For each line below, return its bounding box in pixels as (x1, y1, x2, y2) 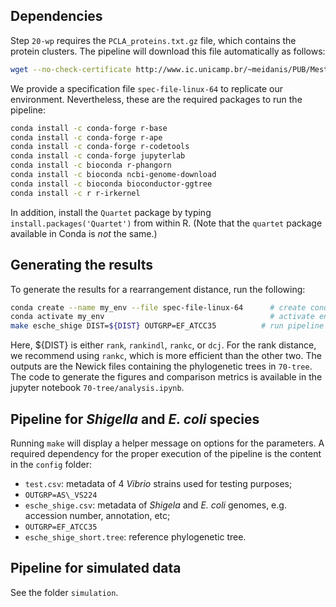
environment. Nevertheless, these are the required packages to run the (10, 93, 303, 105)
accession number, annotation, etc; (24, 509, 171, 521)
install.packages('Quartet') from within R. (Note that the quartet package (10, 217, 323, 229)
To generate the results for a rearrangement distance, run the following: (10, 283, 306, 295)
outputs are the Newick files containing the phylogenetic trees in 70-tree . (10, 360, 313, 373)
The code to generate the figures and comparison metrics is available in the (10, 371, 323, 383)
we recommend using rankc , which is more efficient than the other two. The (10, 350, 322, 362)
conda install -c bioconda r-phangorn (10, 160, 172, 171)
